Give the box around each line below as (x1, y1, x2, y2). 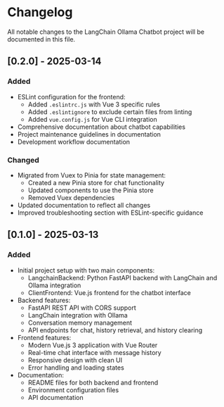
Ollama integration (27, 281, 81, 289)
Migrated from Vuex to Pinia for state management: (17, 170, 166, 180)
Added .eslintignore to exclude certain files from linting (27, 107, 192, 116)
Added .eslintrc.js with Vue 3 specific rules (27, 100, 160, 108)
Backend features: (17, 296, 71, 304)
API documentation (27, 393, 84, 401)
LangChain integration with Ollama (27, 311, 128, 319)
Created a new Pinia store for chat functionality (27, 178, 165, 187)
